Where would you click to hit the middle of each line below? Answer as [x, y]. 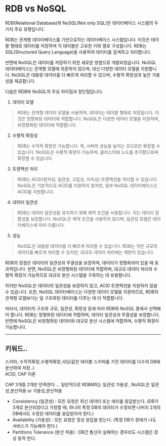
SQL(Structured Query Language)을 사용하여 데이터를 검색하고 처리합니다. [78, 52]
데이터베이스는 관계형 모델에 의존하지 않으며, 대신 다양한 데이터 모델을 [72, 68]
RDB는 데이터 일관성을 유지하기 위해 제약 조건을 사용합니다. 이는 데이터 [85, 213]
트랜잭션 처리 [25, 169]
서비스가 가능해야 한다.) [35, 426]
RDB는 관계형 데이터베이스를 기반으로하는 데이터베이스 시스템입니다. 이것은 [78, 40]
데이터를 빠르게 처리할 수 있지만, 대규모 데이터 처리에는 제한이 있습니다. [86, 252]
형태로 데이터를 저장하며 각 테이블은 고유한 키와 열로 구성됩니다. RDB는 [79, 45]
